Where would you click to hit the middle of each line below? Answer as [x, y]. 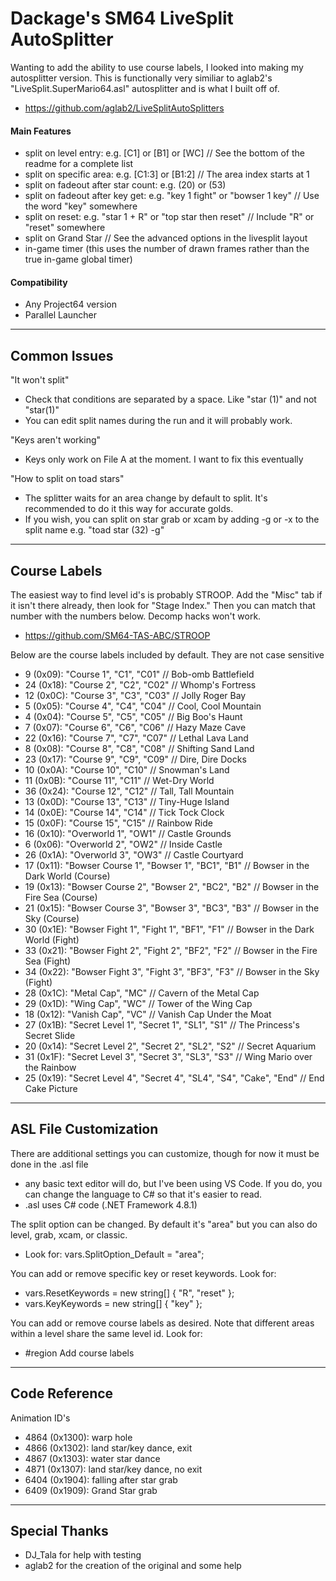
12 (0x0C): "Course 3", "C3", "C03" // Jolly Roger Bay [135, 695]
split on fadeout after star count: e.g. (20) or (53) [125, 185]
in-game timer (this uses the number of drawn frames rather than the [167, 249]
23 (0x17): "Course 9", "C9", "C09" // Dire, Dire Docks [135, 759]
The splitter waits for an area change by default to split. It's [146, 498]
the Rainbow [50, 1067]
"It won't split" [40, 380]
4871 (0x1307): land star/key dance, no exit [113, 1469]
